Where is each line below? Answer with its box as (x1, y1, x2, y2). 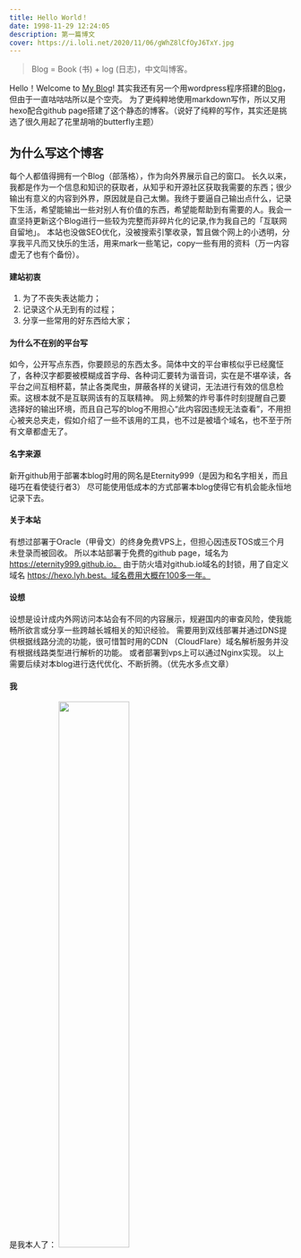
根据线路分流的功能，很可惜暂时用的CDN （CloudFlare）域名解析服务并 (16, 636, 281, 647)
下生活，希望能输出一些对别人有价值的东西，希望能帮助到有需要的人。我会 (9, 204, 284, 215)
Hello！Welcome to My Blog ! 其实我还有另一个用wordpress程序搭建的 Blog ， (9, 82, 291, 94)
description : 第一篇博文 (9, 30, 96, 39)
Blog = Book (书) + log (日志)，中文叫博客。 (30, 64, 193, 74)
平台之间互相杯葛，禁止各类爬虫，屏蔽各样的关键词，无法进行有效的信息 (9, 382, 276, 392)
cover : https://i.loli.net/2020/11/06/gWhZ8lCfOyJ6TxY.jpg (9, 38, 235, 47)
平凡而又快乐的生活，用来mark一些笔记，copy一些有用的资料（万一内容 (24, 238, 289, 249)
